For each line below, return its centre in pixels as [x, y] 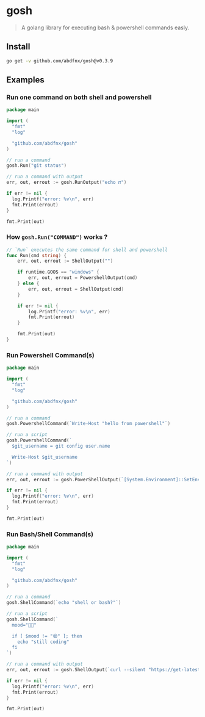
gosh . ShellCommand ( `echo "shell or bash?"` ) [64, 603]
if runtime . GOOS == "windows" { [58, 272]
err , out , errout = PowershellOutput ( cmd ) [83, 278]
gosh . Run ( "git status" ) [37, 166]
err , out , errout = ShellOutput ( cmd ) [76, 289]
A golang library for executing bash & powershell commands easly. [105, 27]
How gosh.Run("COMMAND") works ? [57, 237]
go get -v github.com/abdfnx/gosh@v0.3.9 [60, 61]
